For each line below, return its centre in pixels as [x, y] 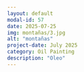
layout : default [30, 13]
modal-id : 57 [26, 20]
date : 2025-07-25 [32, 26]
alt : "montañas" [30, 39]
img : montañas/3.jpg [37, 33]
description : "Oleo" [37, 58]
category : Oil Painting [41, 52]
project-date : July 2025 [42, 45]
